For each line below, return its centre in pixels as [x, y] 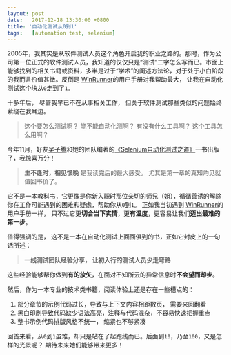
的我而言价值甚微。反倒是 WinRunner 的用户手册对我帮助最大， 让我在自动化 [115, 80]
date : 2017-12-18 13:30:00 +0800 [58, 20]
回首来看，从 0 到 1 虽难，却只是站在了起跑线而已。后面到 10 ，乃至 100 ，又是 [112, 336]
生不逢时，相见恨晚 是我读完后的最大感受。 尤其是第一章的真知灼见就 [122, 173]
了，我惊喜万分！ [31, 158]
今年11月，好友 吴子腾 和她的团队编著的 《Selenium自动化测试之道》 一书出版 [113, 149]
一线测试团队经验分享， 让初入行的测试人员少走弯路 [97, 260]
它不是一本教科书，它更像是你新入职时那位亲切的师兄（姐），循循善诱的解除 [114, 196]
